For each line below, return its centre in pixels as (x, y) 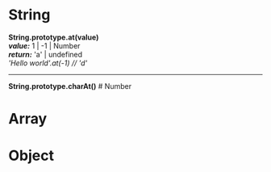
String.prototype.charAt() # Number (70, 86)
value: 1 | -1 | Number (44, 45)
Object (31, 156)
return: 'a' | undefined (46, 54)
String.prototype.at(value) (54, 37)
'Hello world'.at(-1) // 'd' (48, 63)
